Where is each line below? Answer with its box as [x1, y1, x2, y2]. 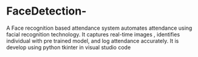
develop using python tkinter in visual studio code [6, 44, 131, 51]
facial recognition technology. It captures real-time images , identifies [6, 30, 180, 38]
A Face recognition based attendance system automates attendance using [6, 24, 193, 32]
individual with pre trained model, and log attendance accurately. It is [6, 37, 179, 44]
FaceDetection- [6, 4, 87, 18]
